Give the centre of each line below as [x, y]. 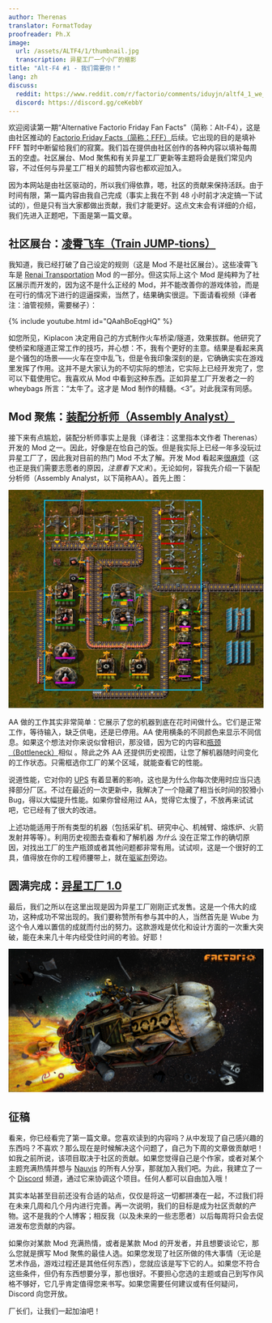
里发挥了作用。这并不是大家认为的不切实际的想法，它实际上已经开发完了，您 [136, 368]
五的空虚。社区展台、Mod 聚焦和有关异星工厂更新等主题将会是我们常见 [127, 158]
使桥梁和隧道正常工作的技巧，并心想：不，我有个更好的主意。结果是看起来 [132, 348]
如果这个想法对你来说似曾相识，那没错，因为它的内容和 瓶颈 [121, 742]
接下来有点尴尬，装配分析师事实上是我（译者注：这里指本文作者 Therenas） [135, 438]
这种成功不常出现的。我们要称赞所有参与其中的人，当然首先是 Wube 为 [140, 917]
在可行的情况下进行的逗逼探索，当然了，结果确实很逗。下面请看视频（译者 [132, 295]
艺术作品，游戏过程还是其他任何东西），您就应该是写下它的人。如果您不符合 [134, 1264]
